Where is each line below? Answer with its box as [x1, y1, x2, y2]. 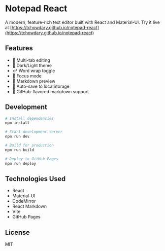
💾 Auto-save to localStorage [12, 83, 70, 89]
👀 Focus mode [12, 72, 42, 79]
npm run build [5, 147, 34, 152]
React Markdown [12, 203, 47, 210]
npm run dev [5, 134, 30, 139]
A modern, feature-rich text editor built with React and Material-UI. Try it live [5, 19, 160, 25]
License [5, 228, 30, 237]
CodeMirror [12, 198, 36, 204]
